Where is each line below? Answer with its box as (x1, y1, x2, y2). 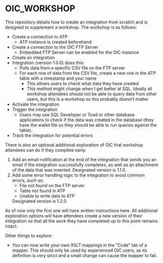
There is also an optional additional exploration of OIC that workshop (5, 142, 143, 148)
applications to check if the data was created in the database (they (19, 117, 154, 123)
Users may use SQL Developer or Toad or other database (19, 111, 135, 117)
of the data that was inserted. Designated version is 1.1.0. (12, 167, 127, 173)
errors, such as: (12, 177, 44, 183)
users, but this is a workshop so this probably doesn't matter (26, 96, 149, 102)
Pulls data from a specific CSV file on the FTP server (19, 65, 125, 71)
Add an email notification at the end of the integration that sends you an (12, 156, 157, 162)
